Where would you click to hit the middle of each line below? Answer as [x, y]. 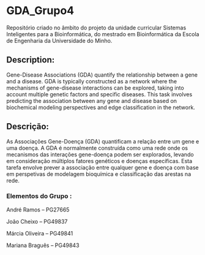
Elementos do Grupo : [39, 196]
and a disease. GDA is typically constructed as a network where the [92, 81]
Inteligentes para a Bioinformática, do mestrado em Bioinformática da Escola [103, 34]
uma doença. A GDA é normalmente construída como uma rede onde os [97, 148]
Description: [31, 60]
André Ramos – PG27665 [38, 210]
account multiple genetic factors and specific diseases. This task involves [99, 94]
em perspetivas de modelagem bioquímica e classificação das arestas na [99, 174]
